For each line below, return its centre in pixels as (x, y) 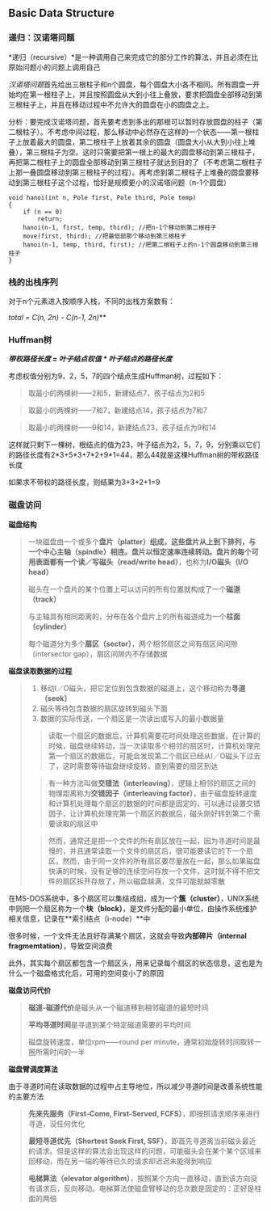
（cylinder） (49, 627)
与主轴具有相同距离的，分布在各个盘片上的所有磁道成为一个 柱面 (134, 616)
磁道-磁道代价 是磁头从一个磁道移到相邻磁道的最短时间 (118, 1007)
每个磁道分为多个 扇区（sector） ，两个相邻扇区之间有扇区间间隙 (133, 643)
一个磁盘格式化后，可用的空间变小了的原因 (93, 973)
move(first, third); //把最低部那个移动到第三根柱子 (105, 236)
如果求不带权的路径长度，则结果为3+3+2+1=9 (84, 482)
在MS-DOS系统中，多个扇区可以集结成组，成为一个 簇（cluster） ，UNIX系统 (134, 898)
